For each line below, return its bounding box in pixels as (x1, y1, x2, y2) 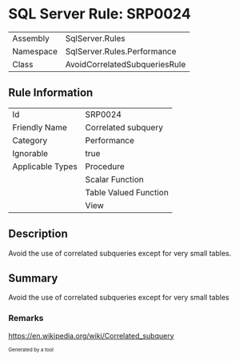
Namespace (12, 46, 58, 57)
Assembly (12, 33, 50, 44)
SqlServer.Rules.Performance (65, 46, 177, 57)
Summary (8, 271, 58, 285)
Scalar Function (85, 174, 144, 185)
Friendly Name (12, 122, 68, 133)
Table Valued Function (85, 187, 169, 198)
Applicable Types (12, 161, 78, 172)
